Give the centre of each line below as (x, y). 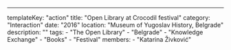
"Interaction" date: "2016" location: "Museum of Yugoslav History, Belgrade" (115, 25)
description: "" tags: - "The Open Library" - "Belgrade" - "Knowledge (105, 32)
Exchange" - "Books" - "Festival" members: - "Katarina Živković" (99, 39)
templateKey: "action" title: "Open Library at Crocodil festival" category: (109, 17)
